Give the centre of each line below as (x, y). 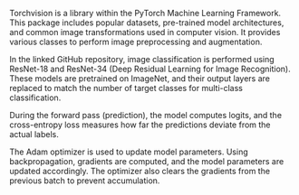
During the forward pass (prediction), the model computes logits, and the (146, 115)
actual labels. (34, 134)
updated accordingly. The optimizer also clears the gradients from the (140, 171)
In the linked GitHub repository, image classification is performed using (142, 59)
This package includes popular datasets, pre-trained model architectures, (147, 23)
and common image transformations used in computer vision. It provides (145, 32)
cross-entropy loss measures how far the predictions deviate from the (140, 125)
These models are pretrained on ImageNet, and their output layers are (140, 79)
